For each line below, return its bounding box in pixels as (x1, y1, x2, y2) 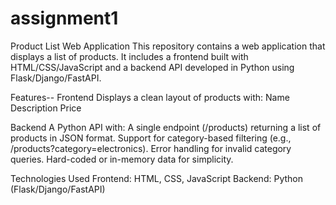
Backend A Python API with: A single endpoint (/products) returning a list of (10, 121, 322, 133)
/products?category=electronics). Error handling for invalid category (10, 142, 292, 154)
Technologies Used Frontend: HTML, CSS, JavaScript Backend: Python (10, 172, 303, 184)
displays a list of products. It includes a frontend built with (10, 50, 249, 62)
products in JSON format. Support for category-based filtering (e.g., (10, 132, 292, 144)
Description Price (10, 102, 82, 114)
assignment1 (10, 7, 119, 30)
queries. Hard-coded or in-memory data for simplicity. (10, 153, 234, 165)
